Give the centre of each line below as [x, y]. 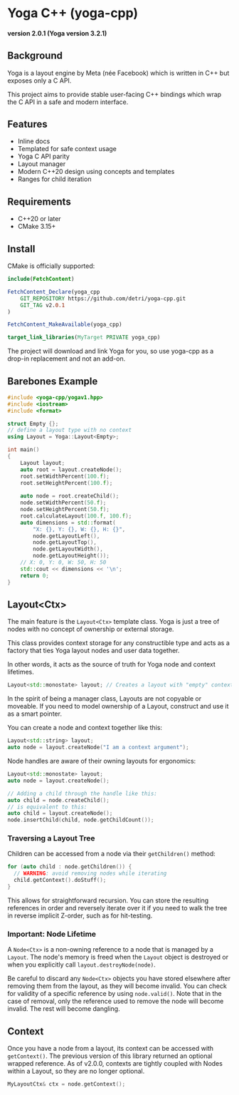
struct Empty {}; [33, 423]
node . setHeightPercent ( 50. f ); [65, 510]
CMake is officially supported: [51, 266]
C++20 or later [39, 219]
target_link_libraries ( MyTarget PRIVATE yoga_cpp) [84, 338]
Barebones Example [53, 381]
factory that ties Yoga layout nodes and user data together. [94, 651]
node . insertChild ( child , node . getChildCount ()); [81, 820]
